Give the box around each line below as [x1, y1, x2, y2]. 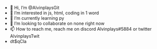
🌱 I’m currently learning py [9, 15, 64, 21]
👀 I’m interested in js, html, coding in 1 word [9, 10, 99, 16]
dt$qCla [9, 39, 27, 44]
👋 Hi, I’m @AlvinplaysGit [9, 5, 60, 10]
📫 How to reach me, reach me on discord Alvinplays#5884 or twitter [9, 26, 152, 32]
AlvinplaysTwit [9, 33, 40, 39]
